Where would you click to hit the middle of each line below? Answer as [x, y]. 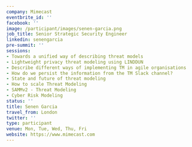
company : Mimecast [29, 12]
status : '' [20, 101]
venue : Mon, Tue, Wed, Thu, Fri [46, 129]
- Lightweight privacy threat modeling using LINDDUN [75, 62]
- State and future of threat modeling [56, 79]
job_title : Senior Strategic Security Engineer [67, 34]
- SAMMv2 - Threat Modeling [41, 90]
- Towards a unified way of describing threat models [75, 56]
